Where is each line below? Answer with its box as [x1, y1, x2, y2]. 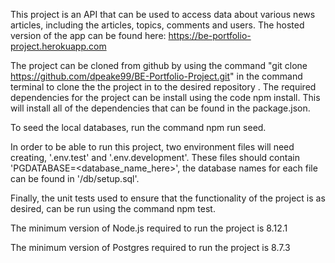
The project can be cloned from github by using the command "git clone [10, 60, 308, 71]
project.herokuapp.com [10, 40, 107, 52]
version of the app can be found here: [10, 30, 167, 41]
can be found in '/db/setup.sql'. [10, 173, 140, 184]
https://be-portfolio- [168, 30, 252, 41]
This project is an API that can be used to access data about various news [10, 9, 316, 20]
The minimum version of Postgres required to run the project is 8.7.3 [10, 242, 291, 253]
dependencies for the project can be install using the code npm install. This [10, 92, 321, 103]
